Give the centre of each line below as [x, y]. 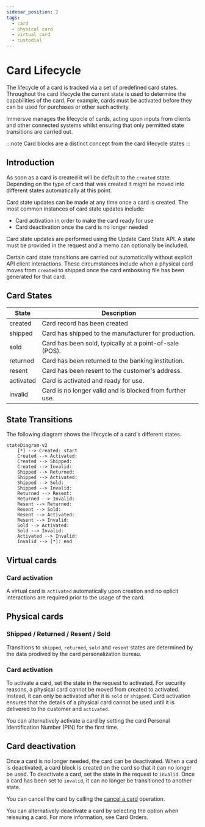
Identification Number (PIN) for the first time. [63, 728]
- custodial [27, 40]
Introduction [31, 163]
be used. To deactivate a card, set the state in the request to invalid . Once [101, 774]
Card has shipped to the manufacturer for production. [118, 333]
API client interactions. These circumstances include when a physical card [100, 264]
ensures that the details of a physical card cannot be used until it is [91, 702]
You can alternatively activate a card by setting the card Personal [88, 721]
